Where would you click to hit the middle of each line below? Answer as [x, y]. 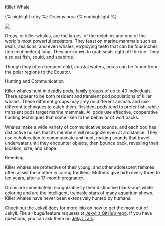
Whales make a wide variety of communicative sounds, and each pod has [81, 127]
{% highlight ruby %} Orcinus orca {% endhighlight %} [61, 17]
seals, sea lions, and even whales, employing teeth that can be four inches [81, 46]
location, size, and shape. [31, 148]
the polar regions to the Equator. [38, 72]
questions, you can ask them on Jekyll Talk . [50, 218]
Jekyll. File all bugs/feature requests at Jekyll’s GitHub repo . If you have [79, 213]
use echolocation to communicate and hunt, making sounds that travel [77, 138]
